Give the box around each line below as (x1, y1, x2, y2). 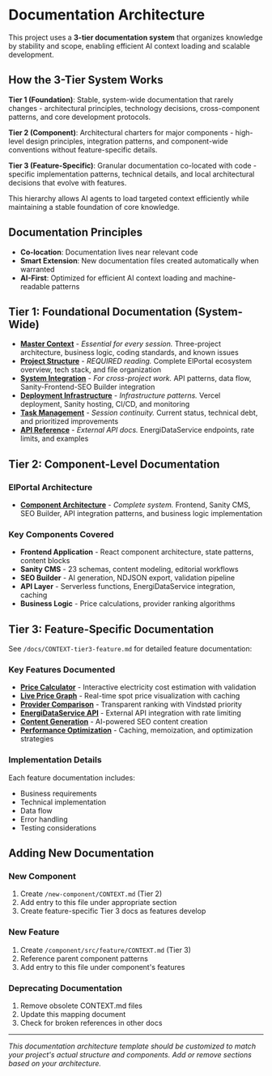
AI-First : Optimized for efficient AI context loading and (19, 273, 202, 283)
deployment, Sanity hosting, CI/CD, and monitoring (19, 399, 190, 409)
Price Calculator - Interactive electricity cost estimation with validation (19, 682, 257, 692)
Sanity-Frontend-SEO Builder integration (19, 382, 155, 392)
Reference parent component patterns (19, 954, 148, 963)
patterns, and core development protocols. (8, 112, 151, 122)
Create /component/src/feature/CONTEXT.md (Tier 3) (19, 945, 192, 954)
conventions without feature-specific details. (8, 144, 158, 155)
